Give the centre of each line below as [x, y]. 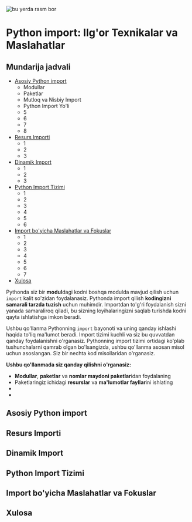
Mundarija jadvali [38, 67]
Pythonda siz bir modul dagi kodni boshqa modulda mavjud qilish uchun [92, 292]
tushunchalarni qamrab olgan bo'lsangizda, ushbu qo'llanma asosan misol [95, 347]
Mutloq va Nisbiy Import [52, 100]
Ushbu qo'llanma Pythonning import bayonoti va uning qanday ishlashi [91, 328]
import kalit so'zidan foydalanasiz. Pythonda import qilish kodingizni [89, 298]
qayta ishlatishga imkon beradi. [44, 317]
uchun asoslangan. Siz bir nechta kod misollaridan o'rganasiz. [81, 353]
